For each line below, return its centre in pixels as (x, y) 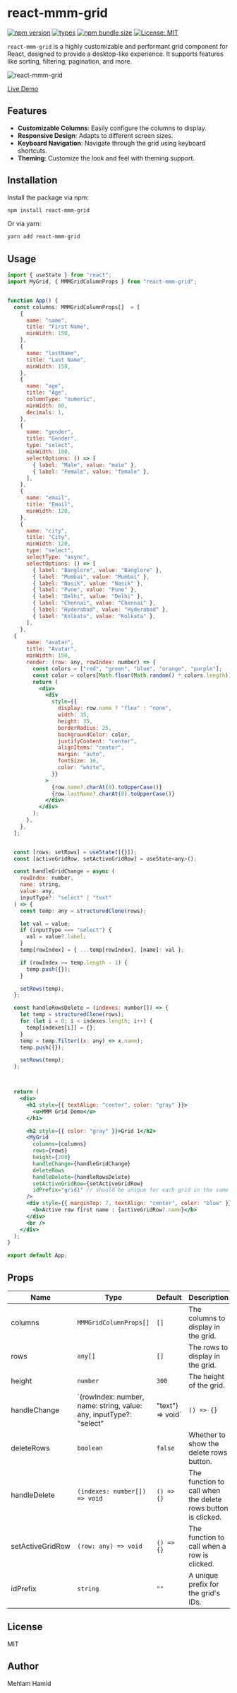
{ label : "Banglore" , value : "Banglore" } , (97, 570)
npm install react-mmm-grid (49, 210)
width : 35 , (74, 715)
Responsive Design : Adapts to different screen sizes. (95, 135)
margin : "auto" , (81, 755)
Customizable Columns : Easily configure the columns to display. (112, 128)
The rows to (208, 1347)
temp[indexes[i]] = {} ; (61, 1028)
